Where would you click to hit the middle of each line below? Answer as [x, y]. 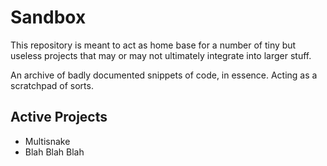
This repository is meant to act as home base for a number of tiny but [153, 45]
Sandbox [48, 17]
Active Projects [59, 117]
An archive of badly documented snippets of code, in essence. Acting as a [164, 75]
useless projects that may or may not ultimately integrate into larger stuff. [161, 55]
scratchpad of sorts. [52, 85]
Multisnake [47, 141]
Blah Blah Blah [54, 152]
